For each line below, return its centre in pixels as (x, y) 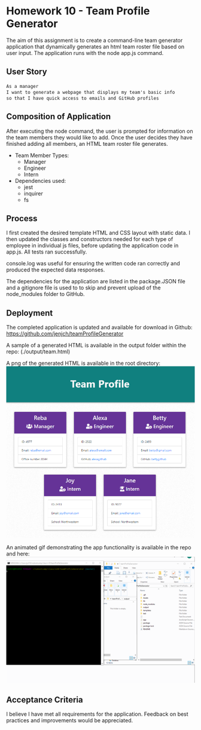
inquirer (33, 193)
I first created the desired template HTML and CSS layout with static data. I (98, 233)
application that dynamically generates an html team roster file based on (95, 47)
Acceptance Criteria (45, 700)
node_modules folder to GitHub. (45, 294)
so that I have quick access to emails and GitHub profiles (83, 98)
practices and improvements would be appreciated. (70, 720)
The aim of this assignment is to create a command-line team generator (95, 40)
